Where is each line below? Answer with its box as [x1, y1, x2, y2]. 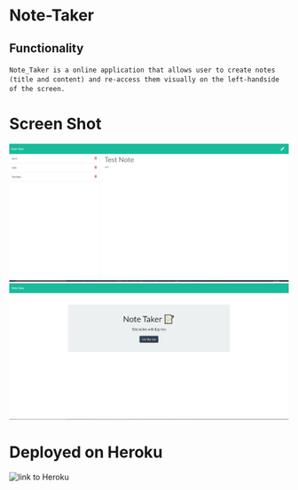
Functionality [9, 41, 84, 56]
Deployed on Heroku [9, 442, 163, 463]
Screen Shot [9, 114, 102, 134]
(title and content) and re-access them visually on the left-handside [9, 75, 279, 84]
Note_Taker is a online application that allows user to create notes [9, 66, 276, 74]
